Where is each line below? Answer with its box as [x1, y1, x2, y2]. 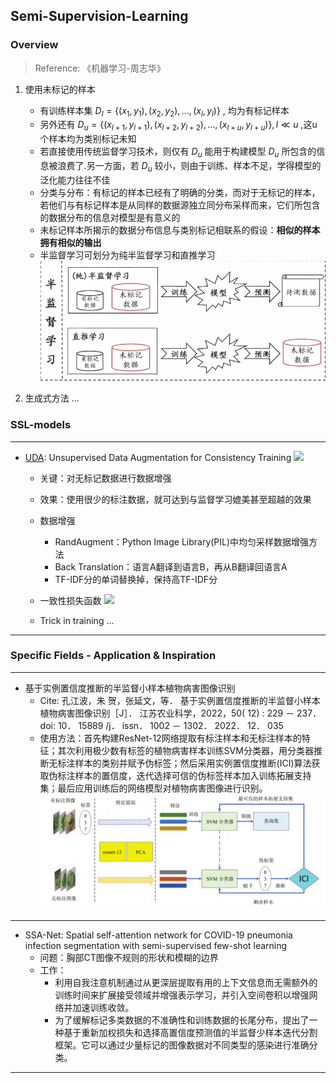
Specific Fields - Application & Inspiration [10, 649, 217, 663]
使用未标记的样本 [24, 83, 96, 95]
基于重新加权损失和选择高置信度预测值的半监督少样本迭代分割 [63, 1027, 318, 1039]
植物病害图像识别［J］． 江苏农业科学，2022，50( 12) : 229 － [39, 707, 295, 719]
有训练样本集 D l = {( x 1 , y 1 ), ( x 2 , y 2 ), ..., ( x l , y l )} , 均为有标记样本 [39, 104, 290, 119]
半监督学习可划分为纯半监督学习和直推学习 [39, 249, 216, 261]
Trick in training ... [39, 614, 115, 626]
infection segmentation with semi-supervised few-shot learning [24, 940, 288, 952]
